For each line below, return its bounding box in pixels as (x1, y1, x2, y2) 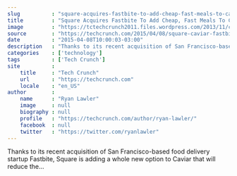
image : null (20, 102, 71, 109)
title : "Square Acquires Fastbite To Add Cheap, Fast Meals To (7, 17, 226, 24)
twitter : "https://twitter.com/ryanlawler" (20, 128, 159, 135)
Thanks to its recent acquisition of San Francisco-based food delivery (7, 147, 210, 156)
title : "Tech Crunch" (20, 69, 99, 76)
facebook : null (20, 121, 71, 129)
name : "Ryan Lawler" (20, 96, 99, 103)
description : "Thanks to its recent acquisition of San (7, 43, 185, 50)
